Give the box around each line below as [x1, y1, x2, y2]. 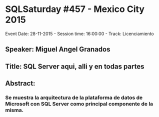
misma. [5, 106, 24, 113]
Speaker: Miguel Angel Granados [5, 45, 110, 53]
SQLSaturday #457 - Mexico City [5, 3, 145, 15]
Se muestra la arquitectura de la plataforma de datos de [5, 94, 143, 101]
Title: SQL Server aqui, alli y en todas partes [5, 62, 144, 70]
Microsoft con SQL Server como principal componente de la [5, 100, 153, 107]
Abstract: [5, 79, 35, 88]
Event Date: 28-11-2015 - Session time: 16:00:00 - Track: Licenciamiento [5, 30, 154, 36]
